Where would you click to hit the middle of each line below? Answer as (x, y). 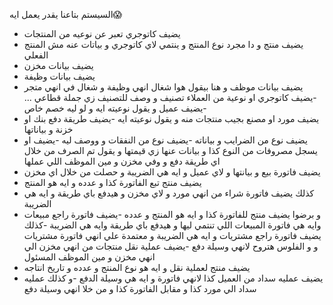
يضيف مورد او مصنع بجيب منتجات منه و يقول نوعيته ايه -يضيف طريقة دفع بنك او (171, 118)
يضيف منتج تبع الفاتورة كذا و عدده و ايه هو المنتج (112, 182)
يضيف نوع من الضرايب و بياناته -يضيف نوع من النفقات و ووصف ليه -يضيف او (165, 140)
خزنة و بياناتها (48, 129)
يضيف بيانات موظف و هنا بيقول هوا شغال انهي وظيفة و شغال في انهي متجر (163, 87)
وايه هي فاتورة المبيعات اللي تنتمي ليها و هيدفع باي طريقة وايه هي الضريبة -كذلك (172, 225)
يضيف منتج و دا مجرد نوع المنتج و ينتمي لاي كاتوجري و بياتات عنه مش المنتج (163, 44)
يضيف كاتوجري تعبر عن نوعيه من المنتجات (102, 33)
